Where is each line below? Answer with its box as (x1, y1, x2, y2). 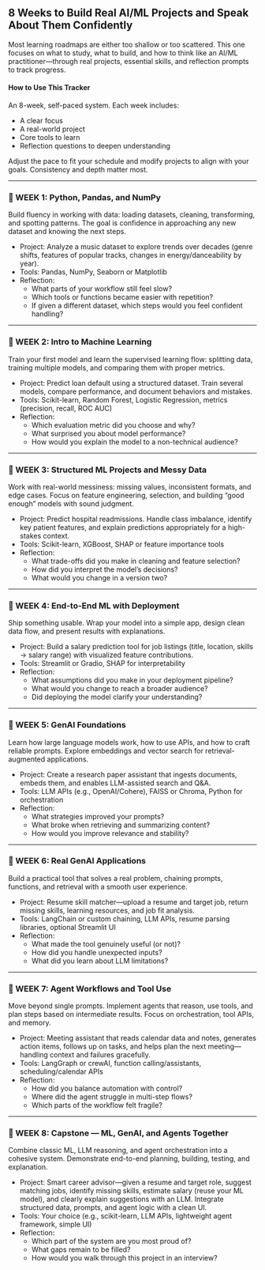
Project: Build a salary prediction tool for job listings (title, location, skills (19, 642, 254, 652)
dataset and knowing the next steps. (8, 227, 126, 236)
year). (19, 259, 39, 268)
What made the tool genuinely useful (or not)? (31, 939, 181, 948)
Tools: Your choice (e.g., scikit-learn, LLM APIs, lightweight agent (19, 1211, 233, 1221)
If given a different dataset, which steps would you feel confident (31, 300, 243, 311)
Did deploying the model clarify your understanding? (31, 692, 203, 702)
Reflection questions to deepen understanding (19, 142, 171, 151)
